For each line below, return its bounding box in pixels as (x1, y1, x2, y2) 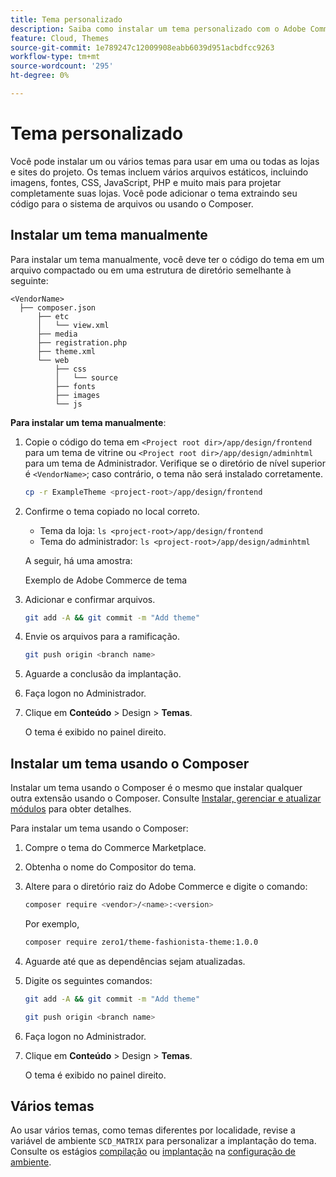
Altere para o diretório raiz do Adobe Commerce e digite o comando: (24, 881, 308, 893)
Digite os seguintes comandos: (24, 974, 153, 986)
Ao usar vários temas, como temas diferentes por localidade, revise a (10, 1124, 296, 1136)
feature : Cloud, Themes (10, 33, 110, 43)
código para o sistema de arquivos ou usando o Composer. (10, 197, 254, 210)
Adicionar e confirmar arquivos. (24, 593, 156, 605)
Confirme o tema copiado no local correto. (24, 505, 200, 517)
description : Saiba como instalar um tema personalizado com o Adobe (10, 24, 307, 34)
